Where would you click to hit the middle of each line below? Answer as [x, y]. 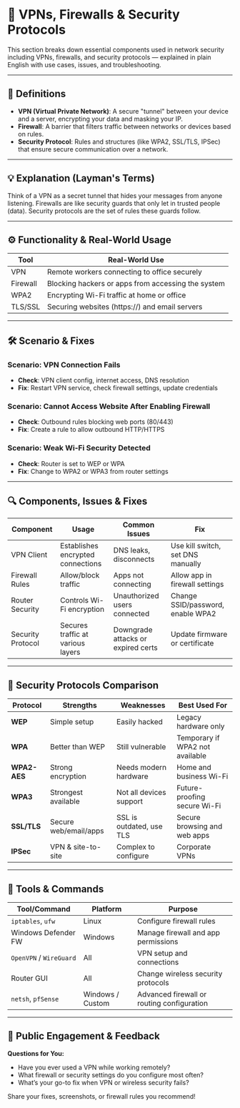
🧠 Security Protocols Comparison [83, 685]
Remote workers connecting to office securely [124, 272]
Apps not [129, 575]
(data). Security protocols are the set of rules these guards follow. [104, 211]
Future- [190, 788]
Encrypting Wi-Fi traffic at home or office [116, 295]
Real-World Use [136, 260]
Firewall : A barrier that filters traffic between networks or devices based [124, 126]
